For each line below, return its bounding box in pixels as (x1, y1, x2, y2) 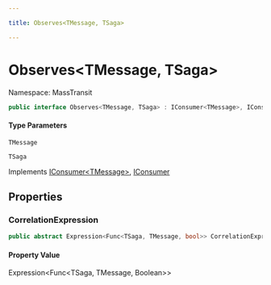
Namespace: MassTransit (8, 87, 93, 97)
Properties (8, 191, 63, 204)
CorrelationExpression (8, 214, 99, 225)
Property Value (8, 249, 60, 259)
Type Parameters (8, 120, 68, 130)
